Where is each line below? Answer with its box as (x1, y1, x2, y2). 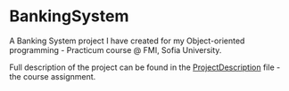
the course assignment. (9, 71, 96, 81)
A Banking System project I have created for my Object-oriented (9, 35, 245, 46)
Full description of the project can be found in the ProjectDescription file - (9, 62, 281, 72)
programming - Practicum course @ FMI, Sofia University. (9, 44, 222, 55)
